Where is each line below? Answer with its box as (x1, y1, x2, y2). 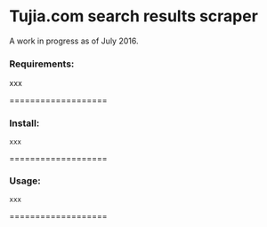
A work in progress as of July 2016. (9, 35, 139, 46)
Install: (9, 117, 40, 129)
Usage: (9, 175, 42, 187)
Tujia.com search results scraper (9, 6, 258, 27)
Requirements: (9, 58, 75, 70)
